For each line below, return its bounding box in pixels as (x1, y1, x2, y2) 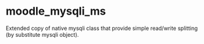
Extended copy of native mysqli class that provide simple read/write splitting (5, 24, 198, 32)
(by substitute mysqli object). (5, 31, 79, 38)
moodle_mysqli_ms (5, 4, 106, 18)
